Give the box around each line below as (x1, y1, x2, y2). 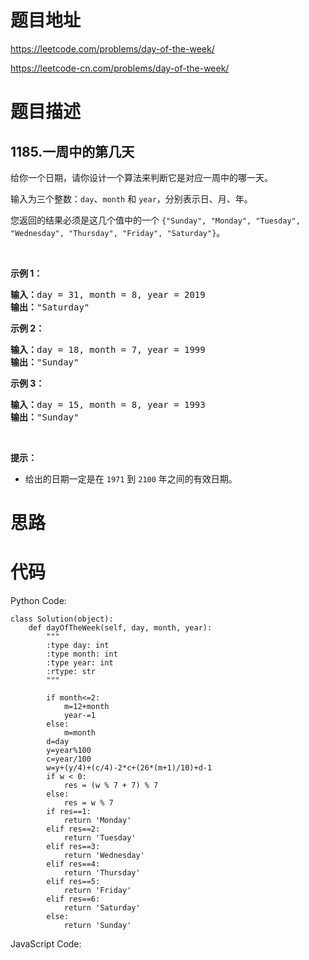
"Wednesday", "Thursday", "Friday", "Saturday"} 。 (10, 226, 226, 238)
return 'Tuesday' (63, 833, 137, 843)
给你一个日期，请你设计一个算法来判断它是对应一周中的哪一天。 (10, 171, 273, 183)
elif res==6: (46, 894, 101, 905)
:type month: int (46, 649, 118, 660)
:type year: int (46, 658, 114, 668)
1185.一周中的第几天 (10, 143, 135, 160)
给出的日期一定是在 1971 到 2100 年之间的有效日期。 (24, 472, 238, 485)
